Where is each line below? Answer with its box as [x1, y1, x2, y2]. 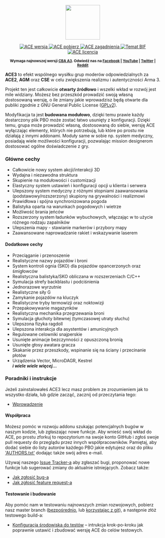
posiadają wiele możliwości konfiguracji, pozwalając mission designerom [5, 138, 153, 144]
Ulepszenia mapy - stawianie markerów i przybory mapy [12, 225, 127, 231]
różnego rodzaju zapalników [12, 219, 70, 225]
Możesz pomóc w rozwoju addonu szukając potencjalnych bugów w [5, 424, 144, 429]
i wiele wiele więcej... [12, 363, 57, 369]
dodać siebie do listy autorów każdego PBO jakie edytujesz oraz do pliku [5, 444, 153, 450]
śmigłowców [12, 268, 38, 274]
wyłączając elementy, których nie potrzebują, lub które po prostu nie [5, 128, 144, 133]
